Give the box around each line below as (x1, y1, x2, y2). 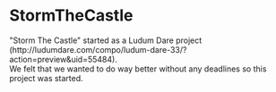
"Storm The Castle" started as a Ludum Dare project (9, 35, 203, 46)
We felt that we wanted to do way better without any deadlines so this (9, 63, 267, 74)
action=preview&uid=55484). (9, 54, 118, 64)
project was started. (9, 72, 83, 83)
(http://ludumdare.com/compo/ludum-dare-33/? (9, 44, 187, 54)
